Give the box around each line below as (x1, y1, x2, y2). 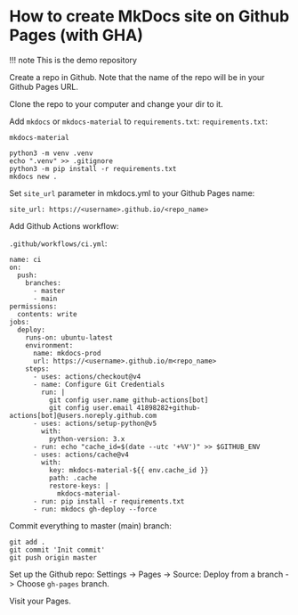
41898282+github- (136, 403, 201, 412)
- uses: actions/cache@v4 (32, 450, 129, 459)
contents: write (17, 309, 77, 318)
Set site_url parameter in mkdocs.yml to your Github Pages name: (9, 187, 255, 198)
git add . (9, 537, 46, 546)
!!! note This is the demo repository (9, 54, 138, 65)
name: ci (9, 255, 42, 264)
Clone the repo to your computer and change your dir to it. (9, 98, 224, 109)
